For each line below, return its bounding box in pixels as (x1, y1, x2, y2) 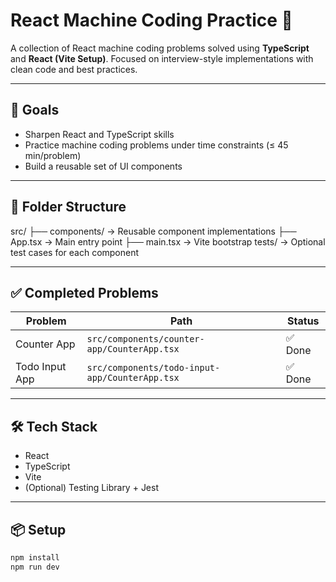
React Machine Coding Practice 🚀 (10, 9, 293, 32)
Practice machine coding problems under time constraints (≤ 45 (24, 139, 289, 151)
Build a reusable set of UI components (24, 160, 183, 172)
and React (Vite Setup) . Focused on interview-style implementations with (10, 52, 314, 64)
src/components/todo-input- (86, 362, 221, 374)
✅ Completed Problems (10, 284, 159, 301)
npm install (10, 553, 60, 563)
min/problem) (24, 149, 82, 161)
